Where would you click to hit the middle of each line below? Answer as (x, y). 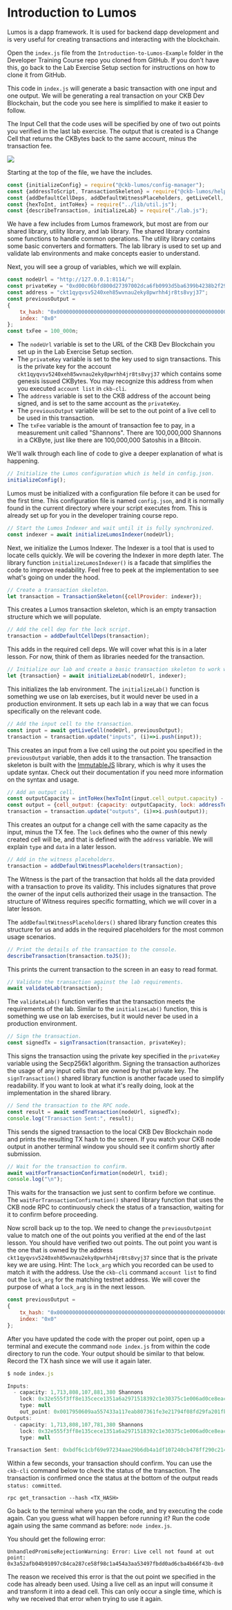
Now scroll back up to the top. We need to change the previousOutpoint (109, 1228)
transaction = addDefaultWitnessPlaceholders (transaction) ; (96, 866)
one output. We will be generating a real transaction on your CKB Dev (106, 96)
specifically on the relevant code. (55, 711)
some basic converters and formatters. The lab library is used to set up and (114, 246)
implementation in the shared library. (59, 1093)
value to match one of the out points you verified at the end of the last (106, 1236)
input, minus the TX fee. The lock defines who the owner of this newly (107, 832)
